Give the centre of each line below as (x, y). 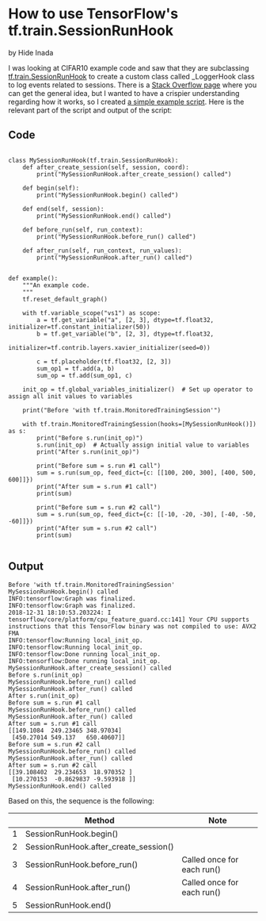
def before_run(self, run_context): (83, 230)
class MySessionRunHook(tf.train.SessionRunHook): (93, 160)
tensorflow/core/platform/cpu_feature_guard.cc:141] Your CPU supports (129, 620)
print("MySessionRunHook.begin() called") (108, 195)
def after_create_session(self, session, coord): (106, 167)
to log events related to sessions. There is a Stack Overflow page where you (133, 85)
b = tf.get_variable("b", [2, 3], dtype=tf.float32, (125, 334)
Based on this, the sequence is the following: (81, 800)
